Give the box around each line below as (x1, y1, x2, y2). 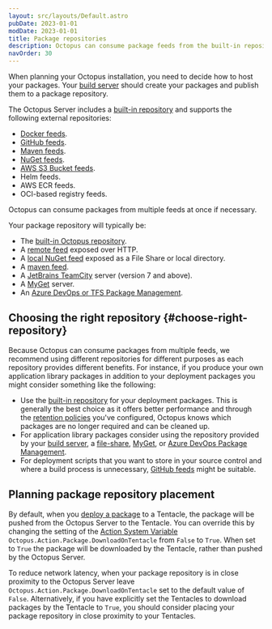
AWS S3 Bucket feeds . (19, 164, 96, 172)
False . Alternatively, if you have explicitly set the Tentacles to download (8, 593, 247, 603)
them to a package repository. (8, 89, 109, 98)
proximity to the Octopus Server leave (8, 576, 135, 586)
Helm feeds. (19, 172, 62, 181)
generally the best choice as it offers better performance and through (19, 404, 253, 414)
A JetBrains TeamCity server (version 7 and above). (19, 270, 193, 280)
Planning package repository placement (8, 487, 215, 502)
